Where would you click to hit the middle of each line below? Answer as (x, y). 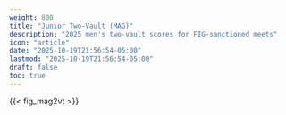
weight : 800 (31, 17)
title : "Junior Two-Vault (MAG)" (71, 26)
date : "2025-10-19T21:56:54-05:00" (76, 51)
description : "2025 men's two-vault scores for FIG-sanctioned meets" (143, 34)
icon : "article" (39, 42)
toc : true (28, 76)
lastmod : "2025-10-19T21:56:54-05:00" (81, 59)
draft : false (34, 68)
